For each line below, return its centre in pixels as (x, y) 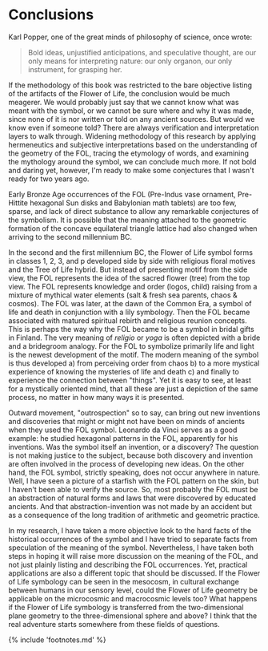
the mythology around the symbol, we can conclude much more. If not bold (132, 161)
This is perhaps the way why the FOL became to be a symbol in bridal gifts (131, 329)
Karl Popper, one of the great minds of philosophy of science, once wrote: (130, 37)
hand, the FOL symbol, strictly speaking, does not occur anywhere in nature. (134, 472)
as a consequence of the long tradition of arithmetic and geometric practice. (134, 515)
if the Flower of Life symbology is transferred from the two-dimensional (126, 607)
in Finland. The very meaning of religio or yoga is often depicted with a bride (134, 338)
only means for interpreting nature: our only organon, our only (130, 61)
